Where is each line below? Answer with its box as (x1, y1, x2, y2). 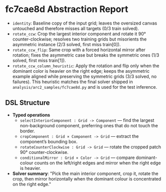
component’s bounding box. (19, 138, 78, 144)
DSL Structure (5, 99, 50, 107)
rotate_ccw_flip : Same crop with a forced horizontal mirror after (12, 47, 146, 53)
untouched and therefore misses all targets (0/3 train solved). (12, 25, 139, 31)
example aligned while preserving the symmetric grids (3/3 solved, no (12, 73, 157, 79)
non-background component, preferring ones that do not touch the (19, 122, 158, 128)
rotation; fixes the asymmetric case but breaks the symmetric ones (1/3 (12, 52, 159, 58)
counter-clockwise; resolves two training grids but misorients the (12, 36, 147, 42)
